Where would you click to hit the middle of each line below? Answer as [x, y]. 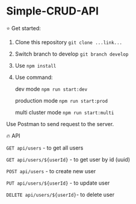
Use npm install [36, 65]
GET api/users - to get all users [45, 148]
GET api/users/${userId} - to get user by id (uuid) [68, 159]
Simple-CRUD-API [53, 11]
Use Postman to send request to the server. [60, 124]
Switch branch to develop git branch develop [72, 54]
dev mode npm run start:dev [51, 89]
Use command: [34, 77]
